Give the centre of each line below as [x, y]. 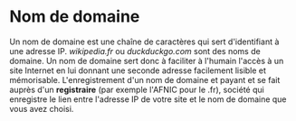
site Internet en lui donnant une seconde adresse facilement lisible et [138, 70]
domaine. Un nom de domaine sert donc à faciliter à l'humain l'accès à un [147, 60]
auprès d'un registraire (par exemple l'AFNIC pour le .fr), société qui [137, 89]
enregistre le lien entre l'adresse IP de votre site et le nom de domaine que [148, 99]
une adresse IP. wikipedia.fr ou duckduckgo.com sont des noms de [135, 51]
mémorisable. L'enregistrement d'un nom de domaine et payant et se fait [145, 79]
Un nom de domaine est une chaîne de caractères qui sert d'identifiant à [144, 42]
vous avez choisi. [42, 108]
